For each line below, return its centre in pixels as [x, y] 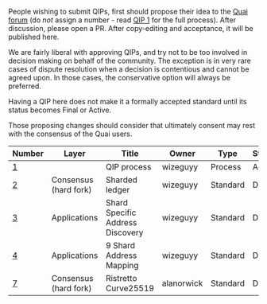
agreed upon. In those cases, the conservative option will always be [119, 78]
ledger [118, 190]
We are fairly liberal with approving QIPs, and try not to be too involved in [128, 52]
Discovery [125, 232]
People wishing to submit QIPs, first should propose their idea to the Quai [128, 12]
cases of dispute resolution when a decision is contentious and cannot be [129, 69]
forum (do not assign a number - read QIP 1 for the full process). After [122, 20]
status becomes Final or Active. [60, 110]
